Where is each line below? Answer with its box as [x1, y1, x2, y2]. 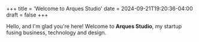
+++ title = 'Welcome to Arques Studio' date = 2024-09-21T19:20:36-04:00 [6, 5, 193, 12]
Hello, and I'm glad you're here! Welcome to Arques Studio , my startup [6, 23, 182, 30]
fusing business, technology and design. [6, 29, 107, 36]
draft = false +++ [6, 11, 49, 18]
